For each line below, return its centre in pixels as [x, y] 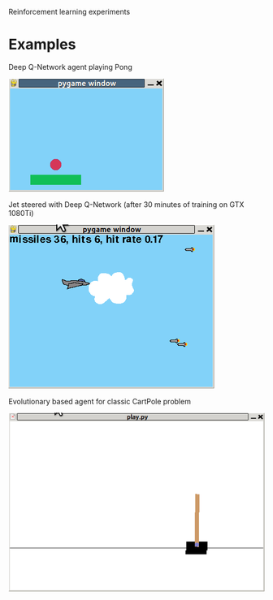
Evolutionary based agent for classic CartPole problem [100, 401]
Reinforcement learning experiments [69, 12]
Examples [42, 45]
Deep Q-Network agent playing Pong [70, 67]
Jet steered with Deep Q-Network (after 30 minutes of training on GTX [126, 204]
